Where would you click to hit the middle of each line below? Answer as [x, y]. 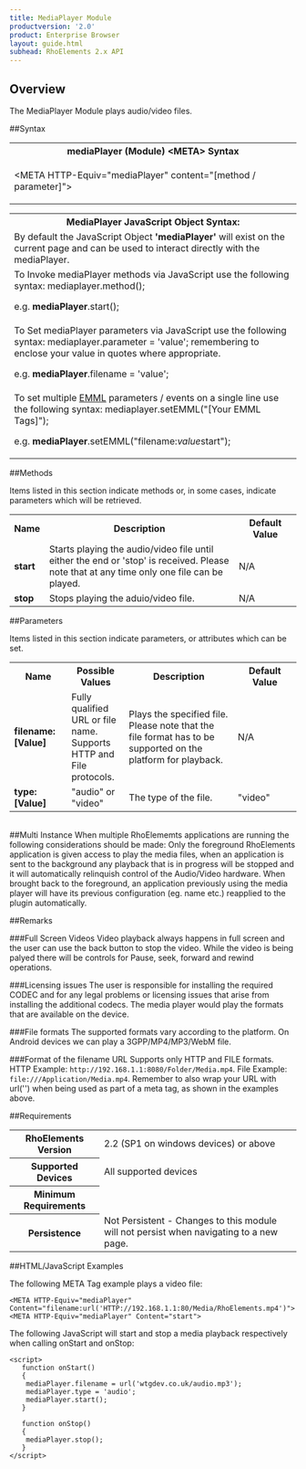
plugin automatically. [48, 903]
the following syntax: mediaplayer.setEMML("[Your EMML [138, 409]
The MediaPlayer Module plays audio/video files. [101, 111]
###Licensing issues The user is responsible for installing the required [141, 985]
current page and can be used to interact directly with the [137, 248]
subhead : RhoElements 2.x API [67, 52]
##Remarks [31, 920]
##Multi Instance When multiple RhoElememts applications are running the [149, 835]
